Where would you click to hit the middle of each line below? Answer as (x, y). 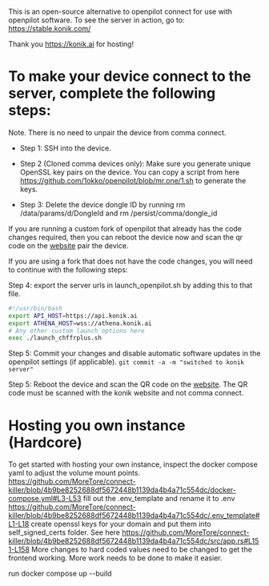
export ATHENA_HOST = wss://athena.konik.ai (80, 323)
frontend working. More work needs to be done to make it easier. (115, 558)
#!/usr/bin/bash (35, 308)
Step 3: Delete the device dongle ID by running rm (102, 204)
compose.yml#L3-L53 (45, 499)
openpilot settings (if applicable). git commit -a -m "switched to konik (126, 362)
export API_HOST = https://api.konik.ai (73, 315)
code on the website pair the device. (68, 245)
